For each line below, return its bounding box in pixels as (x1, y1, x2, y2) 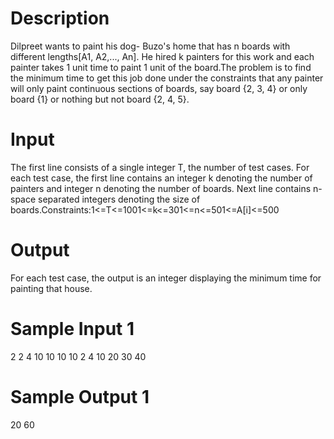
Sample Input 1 (10, 318, 135, 340)
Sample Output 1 (10, 385, 150, 408)
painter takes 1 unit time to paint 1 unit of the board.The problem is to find (10, 61, 312, 73)
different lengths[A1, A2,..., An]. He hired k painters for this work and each (10, 50, 315, 62)
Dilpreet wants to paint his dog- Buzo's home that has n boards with (10, 40, 291, 52)
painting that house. (10, 282, 93, 294)
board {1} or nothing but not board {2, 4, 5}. (10, 93, 190, 105)
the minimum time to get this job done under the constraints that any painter (10, 72, 324, 84)
